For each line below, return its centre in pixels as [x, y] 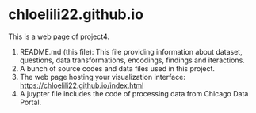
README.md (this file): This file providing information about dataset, [131, 51]
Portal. [31, 102]
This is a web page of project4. [59, 36]
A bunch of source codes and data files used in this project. [117, 68]
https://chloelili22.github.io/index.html [82, 85]
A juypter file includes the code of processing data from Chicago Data [134, 93]
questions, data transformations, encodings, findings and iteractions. [132, 60]
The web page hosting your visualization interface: [103, 77]
